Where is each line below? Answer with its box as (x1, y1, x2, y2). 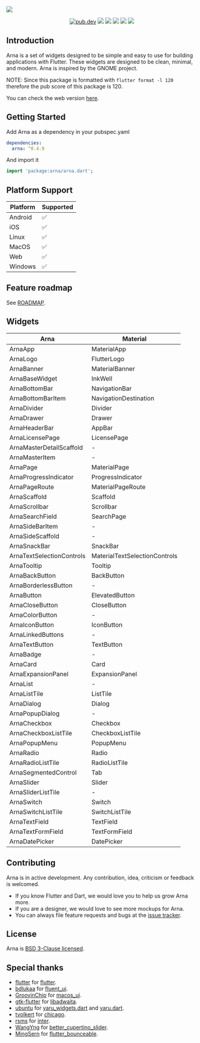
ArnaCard (9, 660, 37, 668)
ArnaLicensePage (9, 433, 60, 442)
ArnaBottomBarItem (9, 394, 66, 402)
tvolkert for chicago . (15, 1011, 66, 1018)
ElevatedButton (91, 591, 135, 599)
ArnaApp (9, 345, 35, 353)
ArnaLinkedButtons (9, 630, 64, 639)
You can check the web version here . (6, 94, 99, 102)
